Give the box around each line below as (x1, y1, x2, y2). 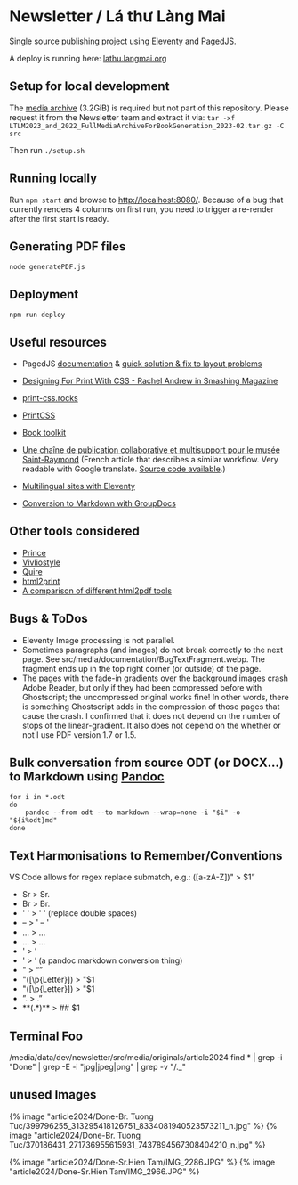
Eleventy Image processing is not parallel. (21, 634, 175, 645)
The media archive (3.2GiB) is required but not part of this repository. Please (9, 102, 289, 113)
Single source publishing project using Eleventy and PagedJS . (9, 36, 238, 46)
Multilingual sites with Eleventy (21, 481, 136, 491)
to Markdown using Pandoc (9, 769, 165, 785)
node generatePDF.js (9, 263, 86, 272)
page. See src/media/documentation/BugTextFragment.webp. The (21, 653, 265, 665)
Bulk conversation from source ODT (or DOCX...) (9, 756, 285, 771)
